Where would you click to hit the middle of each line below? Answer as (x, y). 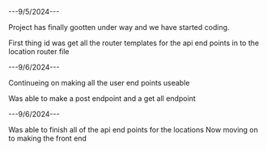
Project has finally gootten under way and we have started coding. (119, 27)
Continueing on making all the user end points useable (99, 83)
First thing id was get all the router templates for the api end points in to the (134, 43)
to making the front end (48, 138)
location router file (39, 51)
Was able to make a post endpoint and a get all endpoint (102, 99)
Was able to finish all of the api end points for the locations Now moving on (133, 130)
